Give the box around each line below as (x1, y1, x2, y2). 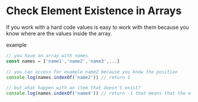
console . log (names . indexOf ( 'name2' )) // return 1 (6, 74, 131, 80)
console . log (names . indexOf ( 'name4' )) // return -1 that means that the (6, 90, 186, 97)
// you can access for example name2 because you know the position (6, 69, 178, 75)
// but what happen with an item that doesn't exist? (6, 85, 141, 91)
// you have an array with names (6, 52, 88, 58)
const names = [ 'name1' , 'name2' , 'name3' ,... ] (6, 58, 120, 64)
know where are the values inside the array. (6, 29, 112, 37)
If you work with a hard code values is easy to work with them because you (6, 24, 189, 31)
